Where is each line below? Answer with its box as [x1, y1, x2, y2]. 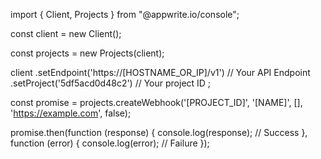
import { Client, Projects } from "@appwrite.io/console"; [10, 9, 240, 20]
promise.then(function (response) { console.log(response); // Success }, [10, 127, 308, 138]
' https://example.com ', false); [10, 107, 132, 119]
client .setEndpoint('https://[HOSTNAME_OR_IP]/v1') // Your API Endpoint [10, 67, 311, 78]
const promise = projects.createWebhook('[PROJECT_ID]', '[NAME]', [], [10, 97, 303, 108]
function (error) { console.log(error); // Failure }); [10, 137, 210, 149]
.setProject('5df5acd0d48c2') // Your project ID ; [10, 77, 212, 89]
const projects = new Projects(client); [10, 47, 165, 59]
